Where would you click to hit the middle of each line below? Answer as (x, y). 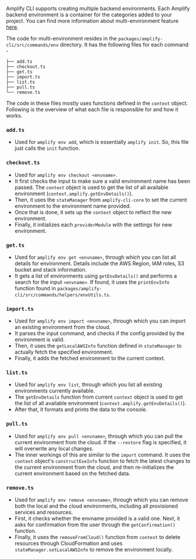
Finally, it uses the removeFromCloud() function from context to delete (97, 537)
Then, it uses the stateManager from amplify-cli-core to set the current (101, 200)
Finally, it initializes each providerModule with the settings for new (93, 224)
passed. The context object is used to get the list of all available (91, 187)
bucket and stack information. (50, 269)
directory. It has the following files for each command (124, 44)
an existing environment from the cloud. (63, 327)
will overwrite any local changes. (54, 448)
